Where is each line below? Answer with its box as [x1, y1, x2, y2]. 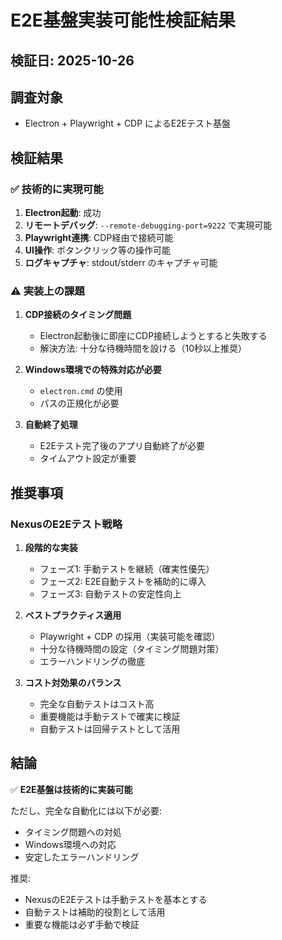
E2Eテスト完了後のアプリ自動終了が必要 [39, 440, 205, 452]
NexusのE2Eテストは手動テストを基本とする [24, 893, 208, 905]
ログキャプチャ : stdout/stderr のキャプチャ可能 [24, 257, 218, 269]
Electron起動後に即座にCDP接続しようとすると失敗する [39, 330, 268, 342]
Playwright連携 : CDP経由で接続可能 [24, 232, 174, 244]
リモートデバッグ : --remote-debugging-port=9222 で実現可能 [24, 219, 273, 231]
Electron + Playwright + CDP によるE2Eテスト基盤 [24, 117, 232, 130]
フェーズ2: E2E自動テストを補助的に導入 [39, 576, 207, 588]
